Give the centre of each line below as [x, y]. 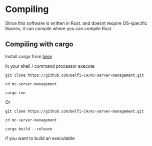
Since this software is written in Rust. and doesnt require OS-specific [76, 23]
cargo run [15, 93]
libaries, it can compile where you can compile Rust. [59, 28]
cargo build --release [29, 129]
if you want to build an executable [40, 138]
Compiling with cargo [39, 44]
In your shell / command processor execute [50, 66]
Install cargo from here [29, 56]
